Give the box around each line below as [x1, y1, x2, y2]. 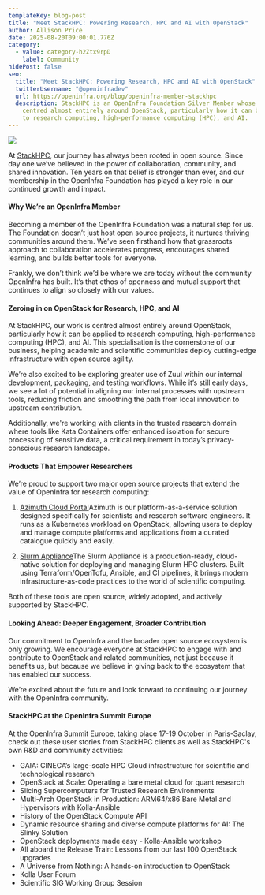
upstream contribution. [8, 403, 83, 412]
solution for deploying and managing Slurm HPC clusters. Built [41, 560, 244, 569]
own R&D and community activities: [8, 745, 124, 755]
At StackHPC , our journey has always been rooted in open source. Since [8, 151, 244, 160]
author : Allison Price [8, 26, 83, 34]
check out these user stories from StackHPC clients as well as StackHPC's [8, 737, 251, 746]
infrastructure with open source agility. [8, 354, 134, 364]
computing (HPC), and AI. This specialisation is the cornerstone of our [8, 337, 237, 347]
